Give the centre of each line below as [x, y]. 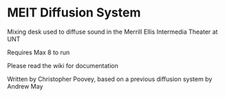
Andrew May [25, 86]
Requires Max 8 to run [39, 52]
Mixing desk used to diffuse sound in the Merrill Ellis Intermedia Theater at [112, 32]
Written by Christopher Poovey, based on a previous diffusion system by [110, 79]
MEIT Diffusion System [74, 13]
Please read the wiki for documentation [63, 65]
